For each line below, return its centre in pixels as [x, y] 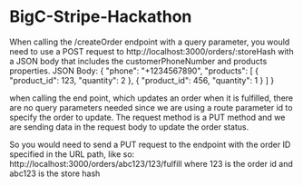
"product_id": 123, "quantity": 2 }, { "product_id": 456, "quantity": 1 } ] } [142, 80]
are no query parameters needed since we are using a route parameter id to [151, 107]
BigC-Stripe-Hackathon [101, 17]
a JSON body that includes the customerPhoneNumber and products [138, 61]
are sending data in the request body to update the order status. [129, 127]
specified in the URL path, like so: [72, 154]
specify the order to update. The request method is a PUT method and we [147, 117]
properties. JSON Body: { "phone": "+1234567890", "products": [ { [134, 71]
